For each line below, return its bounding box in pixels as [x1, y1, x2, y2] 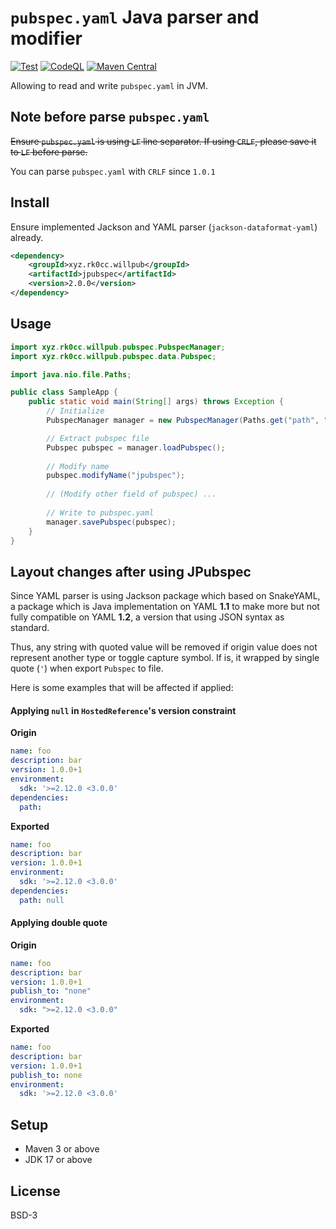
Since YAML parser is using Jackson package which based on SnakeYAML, [10, 590, 321, 602]
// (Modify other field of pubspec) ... [46, 489, 217, 500]
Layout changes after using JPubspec [10, 563, 252, 580]
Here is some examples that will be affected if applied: [10, 682, 234, 694]
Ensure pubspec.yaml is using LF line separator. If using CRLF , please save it [10, 135, 317, 147]
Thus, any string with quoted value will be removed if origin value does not [10, 641, 318, 653]
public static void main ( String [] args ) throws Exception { [28, 397, 284, 407]
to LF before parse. [10, 146, 88, 158]
